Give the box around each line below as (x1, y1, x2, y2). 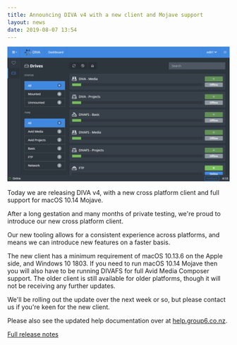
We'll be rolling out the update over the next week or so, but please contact (7, 295, 226, 303)
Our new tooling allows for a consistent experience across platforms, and (7, 230, 220, 239)
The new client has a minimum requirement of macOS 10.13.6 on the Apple (7, 251, 224, 260)
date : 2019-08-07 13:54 (7, 26, 78, 33)
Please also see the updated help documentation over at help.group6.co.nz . (7, 316, 228, 325)
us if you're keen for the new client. (7, 303, 111, 311)
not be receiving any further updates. (7, 282, 116, 290)
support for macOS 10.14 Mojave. (7, 196, 104, 204)
